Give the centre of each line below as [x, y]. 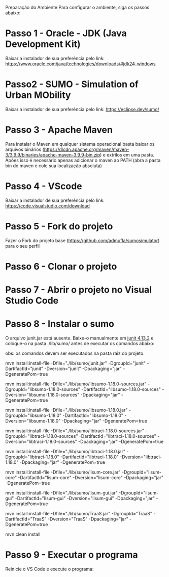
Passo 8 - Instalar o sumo [60, 324]
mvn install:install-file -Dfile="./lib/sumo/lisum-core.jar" [63, 472]
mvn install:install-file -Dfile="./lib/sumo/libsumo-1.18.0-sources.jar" [76, 384]
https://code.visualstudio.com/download [47, 205]
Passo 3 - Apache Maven [59, 130]
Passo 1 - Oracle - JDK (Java [66, 33]
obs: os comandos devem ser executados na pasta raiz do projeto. [75, 353]
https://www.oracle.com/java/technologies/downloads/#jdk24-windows [80, 64]
